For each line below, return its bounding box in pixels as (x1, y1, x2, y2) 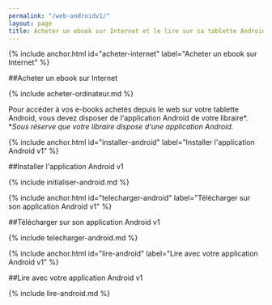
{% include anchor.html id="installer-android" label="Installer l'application (8, 138, 255, 147)
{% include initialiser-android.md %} (8, 177, 130, 187)
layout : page (8, 19, 53, 28)
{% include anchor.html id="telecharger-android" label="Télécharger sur (8, 193, 251, 203)
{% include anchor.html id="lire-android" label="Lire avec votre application (8, 248, 259, 259)
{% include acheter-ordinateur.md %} (8, 89, 134, 99)
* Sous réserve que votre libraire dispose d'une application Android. (8, 122, 234, 132)
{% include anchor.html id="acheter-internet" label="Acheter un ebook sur (8, 49, 257, 59)
